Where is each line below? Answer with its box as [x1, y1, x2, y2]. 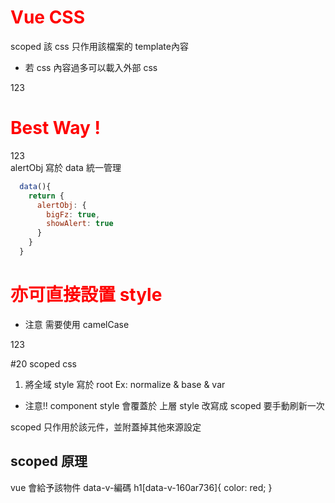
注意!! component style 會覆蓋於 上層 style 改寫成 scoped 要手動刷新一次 [24, 399, 325, 411]
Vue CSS [10, 6, 86, 29]
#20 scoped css [10, 357, 77, 370]
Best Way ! [10, 117, 101, 140]
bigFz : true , [46, 209, 101, 220]
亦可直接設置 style [10, 284, 163, 306]
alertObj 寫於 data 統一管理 [10, 161, 122, 173]
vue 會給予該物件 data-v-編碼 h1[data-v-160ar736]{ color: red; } [10, 481, 273, 493]
